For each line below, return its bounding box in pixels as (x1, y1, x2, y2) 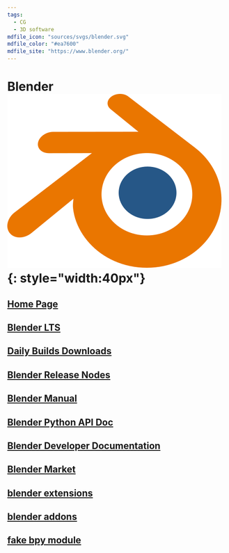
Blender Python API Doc (7, 416, 113, 428)
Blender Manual (7, 393, 78, 405)
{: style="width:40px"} (7, 271, 146, 287)
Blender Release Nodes (7, 369, 111, 380)
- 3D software (13, 26, 54, 33)
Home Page (7, 298, 58, 310)
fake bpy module (7, 534, 81, 546)
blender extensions (7, 487, 93, 499)
